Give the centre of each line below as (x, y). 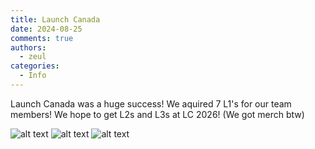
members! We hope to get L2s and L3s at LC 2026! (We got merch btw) (157, 114)
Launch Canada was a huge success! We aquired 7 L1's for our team (151, 103)
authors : (28, 47)
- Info (33, 76)
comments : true (42, 38)
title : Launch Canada (55, 19)
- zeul (33, 57)
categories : (35, 66)
